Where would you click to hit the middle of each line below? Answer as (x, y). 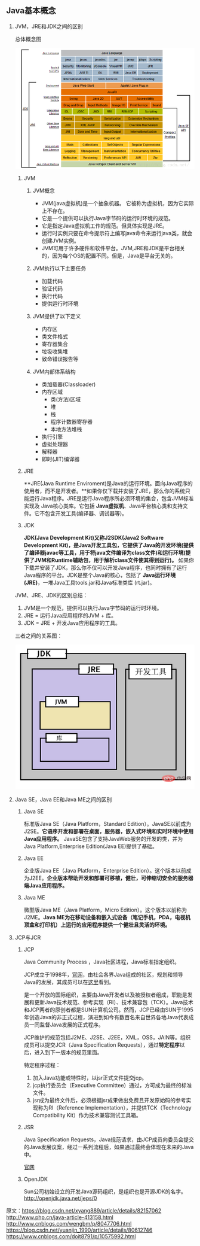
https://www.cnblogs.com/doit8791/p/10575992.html (71, 1236)
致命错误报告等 (60, 358)
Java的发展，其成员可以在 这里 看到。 (69, 982)
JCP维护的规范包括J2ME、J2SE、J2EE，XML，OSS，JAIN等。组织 (107, 1038)
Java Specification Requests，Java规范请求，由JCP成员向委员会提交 (109, 1139)
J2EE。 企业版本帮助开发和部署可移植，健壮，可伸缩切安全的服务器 (111, 878)
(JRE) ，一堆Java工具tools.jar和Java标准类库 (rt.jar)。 (89, 582)
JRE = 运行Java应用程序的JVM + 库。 (70, 615)
